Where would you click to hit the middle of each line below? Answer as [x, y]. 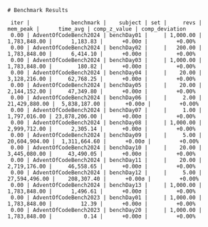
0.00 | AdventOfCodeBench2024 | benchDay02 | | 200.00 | [106, 48]
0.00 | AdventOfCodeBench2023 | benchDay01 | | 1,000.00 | [106, 198]
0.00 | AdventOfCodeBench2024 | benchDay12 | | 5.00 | [106, 173]
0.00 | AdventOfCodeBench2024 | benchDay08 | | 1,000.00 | [106, 123]
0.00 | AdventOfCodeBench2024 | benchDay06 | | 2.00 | [106, 98]
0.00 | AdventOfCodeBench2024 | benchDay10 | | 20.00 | [106, 148]
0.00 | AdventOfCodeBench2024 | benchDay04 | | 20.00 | [106, 73]
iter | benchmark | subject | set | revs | [106, 23]
